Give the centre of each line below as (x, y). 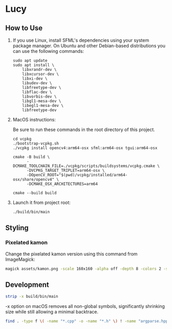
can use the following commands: (48, 51)
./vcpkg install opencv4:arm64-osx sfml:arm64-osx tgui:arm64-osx (85, 148)
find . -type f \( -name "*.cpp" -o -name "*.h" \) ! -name (71, 321)
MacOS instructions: (34, 120)
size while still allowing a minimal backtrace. (52, 312)
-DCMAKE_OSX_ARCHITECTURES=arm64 (62, 184)
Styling (17, 228)
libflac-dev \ (37, 92)
